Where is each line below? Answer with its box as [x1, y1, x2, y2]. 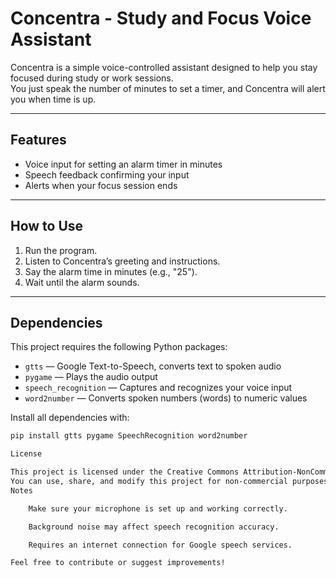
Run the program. [24, 244, 98, 256]
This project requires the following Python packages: [10, 341, 228, 353]
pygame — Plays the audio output [24, 371, 158, 383]
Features [10, 132, 67, 149]
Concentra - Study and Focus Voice [10, 7, 312, 30]
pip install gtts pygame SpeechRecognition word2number [10, 431, 248, 441]
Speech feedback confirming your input [24, 168, 190, 181]
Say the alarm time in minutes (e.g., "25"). [24, 265, 198, 277]
